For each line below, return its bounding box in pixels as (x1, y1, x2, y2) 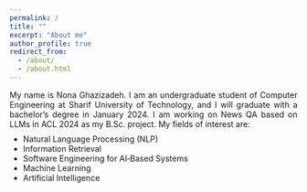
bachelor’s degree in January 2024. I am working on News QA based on (9, 109, 298, 120)
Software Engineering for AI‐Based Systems (22, 153, 189, 164)
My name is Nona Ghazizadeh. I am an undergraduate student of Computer (9, 89, 298, 101)
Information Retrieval (22, 143, 102, 154)
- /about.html (17, 65, 71, 74)
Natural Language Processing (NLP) (22, 133, 159, 144)
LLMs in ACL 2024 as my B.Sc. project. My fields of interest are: (9, 118, 251, 129)
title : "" (9, 22, 48, 31)
